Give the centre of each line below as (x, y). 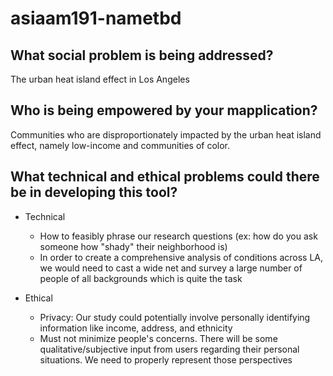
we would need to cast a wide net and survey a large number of (171, 268)
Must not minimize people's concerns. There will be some (158, 338)
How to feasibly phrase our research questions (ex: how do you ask (178, 236)
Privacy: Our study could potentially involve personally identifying (175, 317)
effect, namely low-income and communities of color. (120, 145)
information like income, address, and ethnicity (136, 328)
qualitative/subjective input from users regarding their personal (169, 349)
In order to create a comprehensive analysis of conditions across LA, (181, 257)
